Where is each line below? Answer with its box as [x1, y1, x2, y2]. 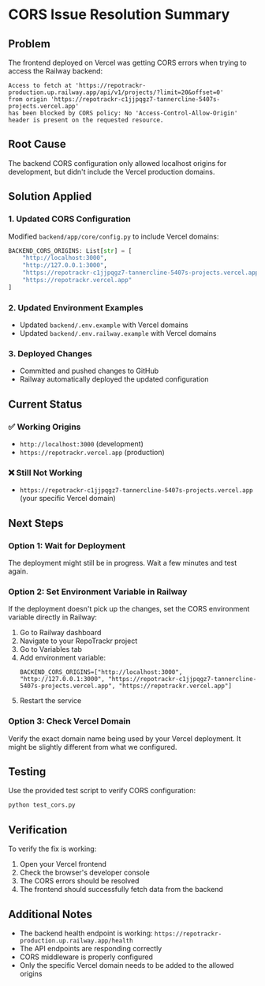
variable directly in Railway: [8, 612, 97, 622]
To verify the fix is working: [8, 844, 97, 854]
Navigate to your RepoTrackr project [19, 636, 138, 645]
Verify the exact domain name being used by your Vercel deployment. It [8, 733, 241, 743]
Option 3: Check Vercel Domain [8, 716, 132, 727]
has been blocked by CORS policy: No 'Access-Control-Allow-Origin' [8, 109, 238, 117]
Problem [8, 37, 51, 51]
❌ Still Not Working [8, 467, 83, 478]
